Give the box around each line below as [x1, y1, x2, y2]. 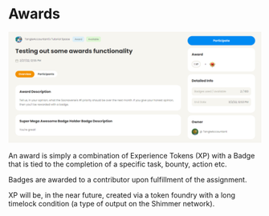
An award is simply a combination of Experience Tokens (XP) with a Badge [8, 151, 255, 161]
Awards [8, 5, 61, 23]
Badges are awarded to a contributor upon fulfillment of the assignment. [8, 175, 247, 185]
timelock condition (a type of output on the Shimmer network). [8, 199, 215, 209]
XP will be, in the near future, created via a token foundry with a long [8, 190, 235, 200]
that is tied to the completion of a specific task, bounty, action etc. [8, 159, 227, 169]
